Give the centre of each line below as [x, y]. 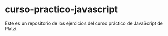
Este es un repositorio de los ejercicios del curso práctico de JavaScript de [84, 23]
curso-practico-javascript [61, 9]
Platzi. [11, 28]
